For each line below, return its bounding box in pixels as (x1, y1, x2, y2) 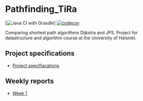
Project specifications (5, 49, 75, 58)
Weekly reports (5, 77, 54, 86)
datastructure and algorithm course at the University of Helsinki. (5, 35, 137, 41)
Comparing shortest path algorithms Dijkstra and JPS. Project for (5, 29, 138, 35)
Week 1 (12, 90, 27, 96)
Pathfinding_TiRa (5, 3, 77, 15)
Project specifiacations (12, 62, 60, 68)
